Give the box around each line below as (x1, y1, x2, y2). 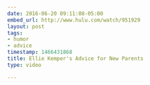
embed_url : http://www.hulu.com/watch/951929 (7, 17, 140, 23)
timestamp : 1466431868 (7, 49, 73, 56)
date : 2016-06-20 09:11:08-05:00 (7, 10, 104, 17)
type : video (7, 62, 41, 68)
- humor (7, 36, 30, 43)
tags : (7, 29, 23, 37)
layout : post (7, 23, 45, 30)
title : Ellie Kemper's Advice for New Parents (7, 55, 144, 62)
